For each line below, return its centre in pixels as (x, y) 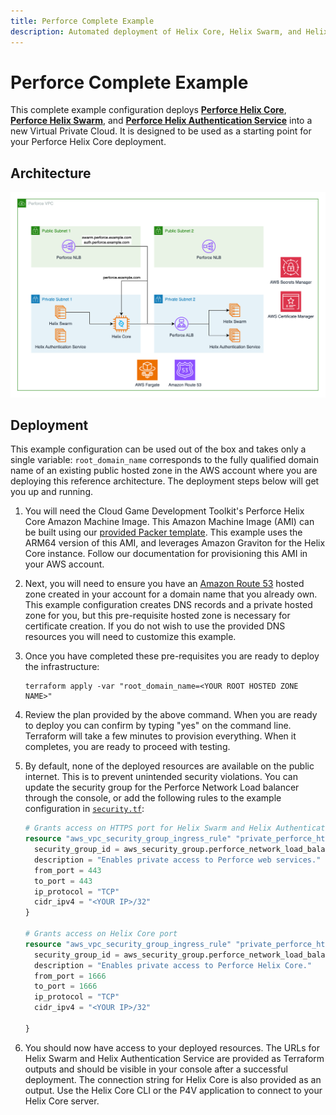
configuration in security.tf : (84, 809)
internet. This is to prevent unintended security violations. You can (161, 777)
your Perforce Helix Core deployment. (88, 142)
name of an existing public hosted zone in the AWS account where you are (164, 471)
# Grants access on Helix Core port (101, 934)
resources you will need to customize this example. (130, 637)
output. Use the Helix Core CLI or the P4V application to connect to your (173, 1090)
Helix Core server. (62, 1101)
